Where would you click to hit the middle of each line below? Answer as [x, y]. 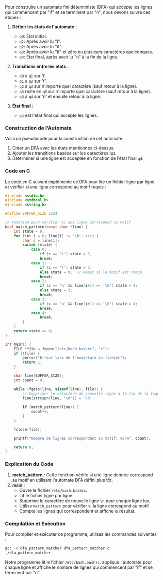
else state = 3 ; [56, 290]
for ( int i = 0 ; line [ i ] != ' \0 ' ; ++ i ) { [56, 236]
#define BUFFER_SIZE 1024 [31, 214]
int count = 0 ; [29, 380]
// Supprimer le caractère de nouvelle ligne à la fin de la [86, 393]
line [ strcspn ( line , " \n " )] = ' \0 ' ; [58, 398]
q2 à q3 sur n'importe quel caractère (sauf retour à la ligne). [78, 86]
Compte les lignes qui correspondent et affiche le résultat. [77, 511]
